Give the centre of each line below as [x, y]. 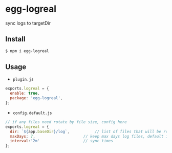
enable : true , [25, 93]
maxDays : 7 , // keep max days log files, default [87, 136]
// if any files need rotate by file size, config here [66, 122]
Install [15, 39]
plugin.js [23, 80]
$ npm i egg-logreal [27, 51]
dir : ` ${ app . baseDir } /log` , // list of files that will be [85, 132]
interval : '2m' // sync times [62, 141]
